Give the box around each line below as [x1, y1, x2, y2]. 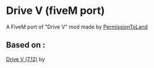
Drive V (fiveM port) [6, 4, 105, 17]
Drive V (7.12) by [6, 55, 45, 62]
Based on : [6, 40, 46, 50]
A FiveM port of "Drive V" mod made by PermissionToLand [6, 23, 148, 30]
